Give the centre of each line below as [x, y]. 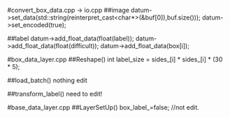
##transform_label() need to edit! [55, 94]
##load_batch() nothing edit [47, 80]
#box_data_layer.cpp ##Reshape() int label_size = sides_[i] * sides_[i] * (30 [115, 59]
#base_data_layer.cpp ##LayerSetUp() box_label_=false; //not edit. [103, 107]
